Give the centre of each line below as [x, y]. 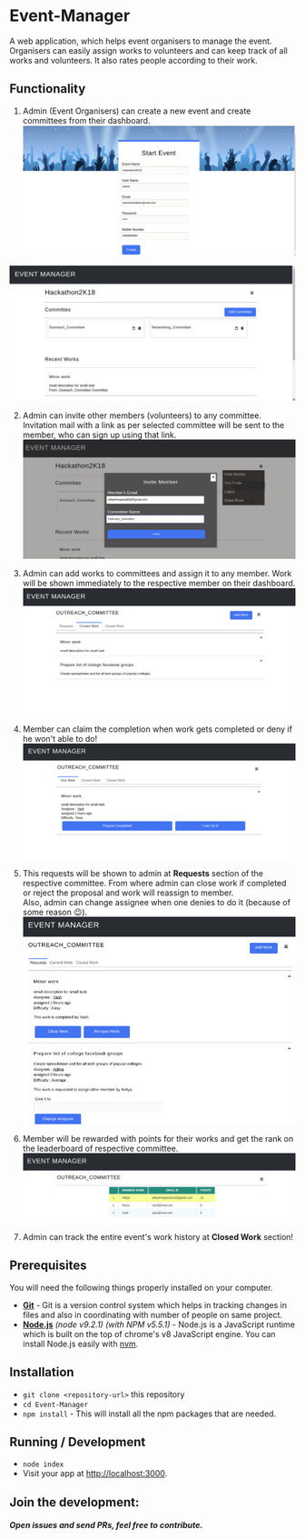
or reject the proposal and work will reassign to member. [128, 893]
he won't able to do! [60, 739]
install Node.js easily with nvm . [80, 1344]
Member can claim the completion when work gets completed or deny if [157, 729]
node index [43, 1464]
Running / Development [78, 1442]
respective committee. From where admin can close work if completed [154, 883]
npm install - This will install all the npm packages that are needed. [149, 1414]
